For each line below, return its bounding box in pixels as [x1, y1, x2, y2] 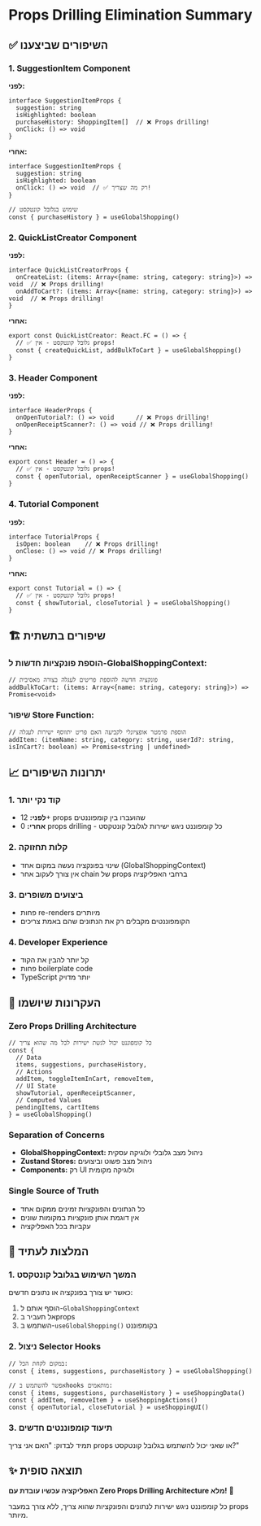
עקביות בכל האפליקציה [20, 1221, 91, 1231]
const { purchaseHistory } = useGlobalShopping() [8, 213, 181, 221]
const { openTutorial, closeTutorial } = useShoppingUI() [8, 1403, 209, 1411]
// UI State [15, 1082, 57, 1091]
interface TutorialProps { [8, 533, 100, 541]
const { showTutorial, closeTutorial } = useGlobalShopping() [15, 599, 231, 607]
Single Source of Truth [8, 1185, 99, 1197]
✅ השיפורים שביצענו [8, 38, 108, 52]
